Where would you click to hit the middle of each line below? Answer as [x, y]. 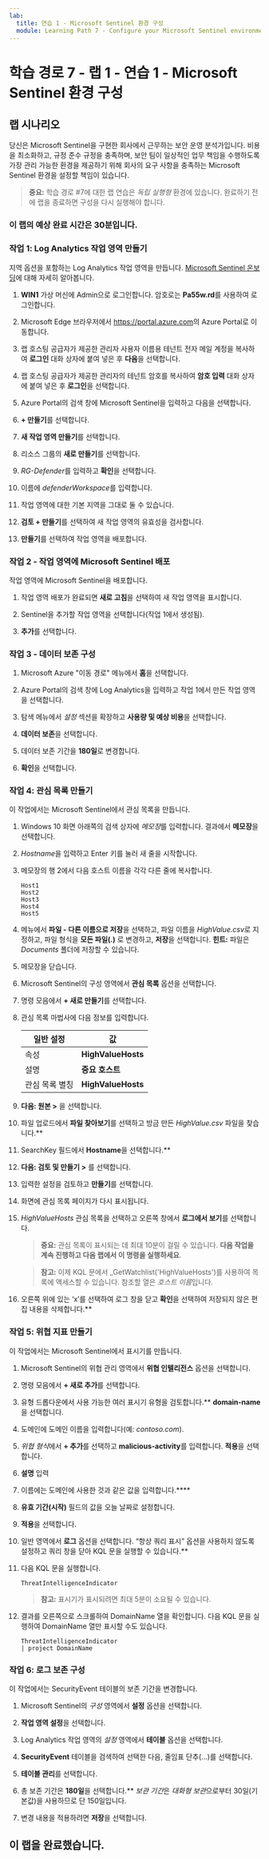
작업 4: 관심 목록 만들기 [51, 791]
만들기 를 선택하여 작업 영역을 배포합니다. [83, 539]
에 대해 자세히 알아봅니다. [55, 278]
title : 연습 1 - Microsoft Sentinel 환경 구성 [90, 23]
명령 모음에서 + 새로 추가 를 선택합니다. [80, 1384]
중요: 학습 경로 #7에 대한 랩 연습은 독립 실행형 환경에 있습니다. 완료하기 [139, 192]
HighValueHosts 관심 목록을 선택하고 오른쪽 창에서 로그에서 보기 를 [125, 1218]
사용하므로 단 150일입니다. [85, 1801]
